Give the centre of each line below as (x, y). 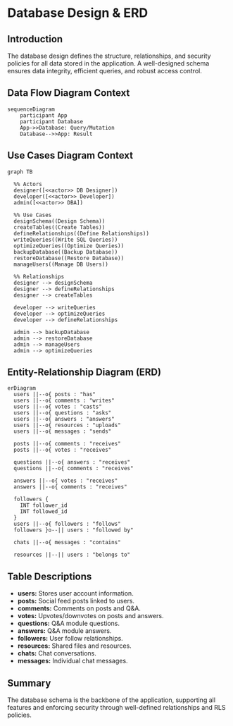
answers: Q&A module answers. (64, 631)
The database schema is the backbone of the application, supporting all (112, 700)
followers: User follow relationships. (70, 639)
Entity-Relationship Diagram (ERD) (84, 373)
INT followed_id (44, 512)
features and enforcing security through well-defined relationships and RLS (116, 708)
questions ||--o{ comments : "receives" (74, 469)
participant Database (51, 121)
